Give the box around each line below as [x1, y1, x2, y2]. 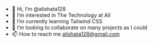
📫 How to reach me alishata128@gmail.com [11, 31, 120, 37]
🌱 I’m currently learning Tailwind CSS [11, 18, 103, 24]
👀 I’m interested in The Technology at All [11, 12, 111, 19]
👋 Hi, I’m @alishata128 [11, 6, 66, 12]
